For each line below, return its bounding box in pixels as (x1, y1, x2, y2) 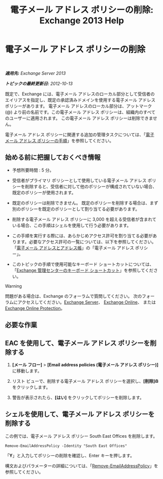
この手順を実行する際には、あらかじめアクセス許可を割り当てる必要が (12, 233, 153, 239)
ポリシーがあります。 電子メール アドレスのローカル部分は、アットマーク (5, 103, 152, 109)
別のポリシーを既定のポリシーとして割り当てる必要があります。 (12, 206, 140, 212)
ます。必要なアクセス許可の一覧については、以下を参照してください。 (16, 239, 157, 244)
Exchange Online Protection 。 (5, 305, 65, 311)
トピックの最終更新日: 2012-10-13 (5, 81, 73, 86)
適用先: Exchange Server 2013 (5, 70, 66, 76)
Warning (5, 283, 22, 289)
